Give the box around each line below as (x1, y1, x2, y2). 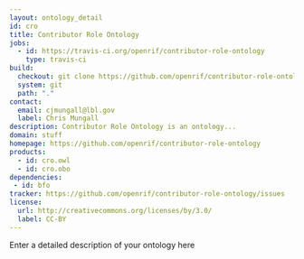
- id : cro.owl (17, 155, 71, 165)
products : (9, 147, 47, 156)
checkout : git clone (17, 72, 95, 81)
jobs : (9, 38, 30, 48)
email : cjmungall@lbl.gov (17, 106, 116, 115)
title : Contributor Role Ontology (9, 30, 140, 39)
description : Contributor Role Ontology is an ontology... (9, 123, 237, 132)
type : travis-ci (25, 55, 88, 64)
